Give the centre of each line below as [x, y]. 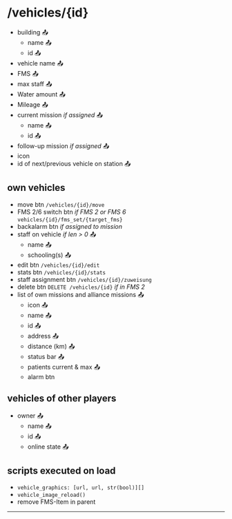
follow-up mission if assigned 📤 [63, 145]
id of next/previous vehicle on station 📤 [74, 163]
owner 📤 [30, 416]
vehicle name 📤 [40, 63]
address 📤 [43, 336]
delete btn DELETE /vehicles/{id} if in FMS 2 [81, 287]
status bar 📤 [46, 356]
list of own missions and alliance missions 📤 [80, 294]
